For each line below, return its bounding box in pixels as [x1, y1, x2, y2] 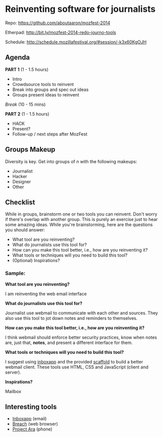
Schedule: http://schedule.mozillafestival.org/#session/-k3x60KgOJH [5, 39, 147, 45]
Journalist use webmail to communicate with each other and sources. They [5, 310, 158, 316]
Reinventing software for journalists [5, 3, 156, 15]
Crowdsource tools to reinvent [12, 81, 74, 87]
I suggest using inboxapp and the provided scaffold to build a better [5, 358, 143, 364]
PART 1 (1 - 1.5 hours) [5, 66, 48, 72]
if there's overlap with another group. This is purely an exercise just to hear [5, 217, 158, 222]
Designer [12, 178, 31, 184]
